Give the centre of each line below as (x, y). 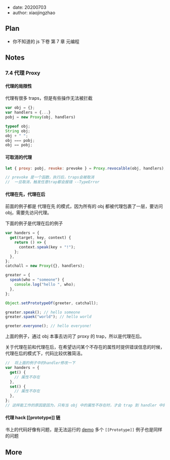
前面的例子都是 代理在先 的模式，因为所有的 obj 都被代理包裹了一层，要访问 (84, 206)
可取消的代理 (18, 157)
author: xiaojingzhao (34, 13)
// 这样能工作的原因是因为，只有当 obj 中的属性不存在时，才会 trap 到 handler (81, 405)
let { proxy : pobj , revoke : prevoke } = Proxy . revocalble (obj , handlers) (85, 168)
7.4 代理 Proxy (23, 73)
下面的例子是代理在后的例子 (34, 223)
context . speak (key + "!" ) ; (47, 247)
